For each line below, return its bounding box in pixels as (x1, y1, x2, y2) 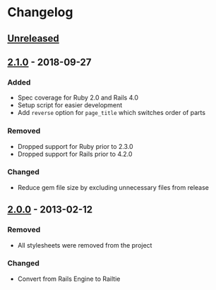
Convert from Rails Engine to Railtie (17, 274, 121, 283)
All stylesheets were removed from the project (17, 241, 152, 249)
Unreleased (7, 32, 60, 44)
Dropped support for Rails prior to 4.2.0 (17, 150, 133, 158)
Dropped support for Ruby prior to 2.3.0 (17, 142, 133, 150)
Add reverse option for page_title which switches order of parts (17, 109, 206, 117)
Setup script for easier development (17, 101, 123, 109)
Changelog (7, 4, 73, 20)
